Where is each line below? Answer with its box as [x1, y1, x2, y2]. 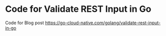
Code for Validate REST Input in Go [5, 3, 152, 15]
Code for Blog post [5, 20, 44, 26]
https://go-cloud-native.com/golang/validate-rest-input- [45, 20, 161, 26]
